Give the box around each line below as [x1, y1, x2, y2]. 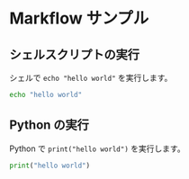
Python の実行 [9, 118, 90, 133]
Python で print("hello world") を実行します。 [9, 143, 186, 154]
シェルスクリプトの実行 [9, 47, 139, 62]
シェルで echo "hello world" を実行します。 [9, 73, 173, 83]
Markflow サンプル [9, 8, 149, 29]
